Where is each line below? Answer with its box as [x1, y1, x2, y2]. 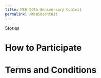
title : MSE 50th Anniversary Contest [5, 7, 82, 12]
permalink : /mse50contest [5, 12, 58, 17]
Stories [5, 25, 20, 31]
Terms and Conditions [5, 64, 97, 76]
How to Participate [5, 42, 82, 53]
